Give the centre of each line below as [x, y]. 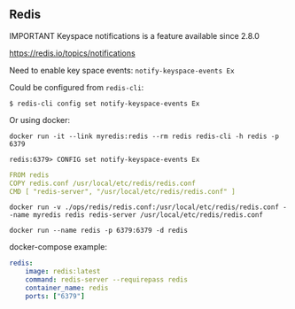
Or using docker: [40, 120]
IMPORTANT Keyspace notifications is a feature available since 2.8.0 [134, 35]
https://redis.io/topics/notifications [72, 53]
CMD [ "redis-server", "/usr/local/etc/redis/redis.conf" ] [123, 191]
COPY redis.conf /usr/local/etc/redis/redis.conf [103, 183]
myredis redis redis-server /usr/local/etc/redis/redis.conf [148, 215]
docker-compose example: [58, 247]
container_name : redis [67, 288]
